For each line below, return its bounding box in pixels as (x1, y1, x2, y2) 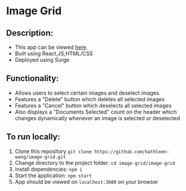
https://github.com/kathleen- (94, 149, 169, 155)
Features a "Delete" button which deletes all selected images (14, 95, 165, 102)
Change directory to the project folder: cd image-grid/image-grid (14, 159, 175, 166)
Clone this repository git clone (14, 148, 92, 155)
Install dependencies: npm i (14, 165, 82, 173)
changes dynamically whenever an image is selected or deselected (14, 114, 181, 121)
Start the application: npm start (14, 171, 92, 179)
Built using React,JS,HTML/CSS (14, 50, 94, 57)
